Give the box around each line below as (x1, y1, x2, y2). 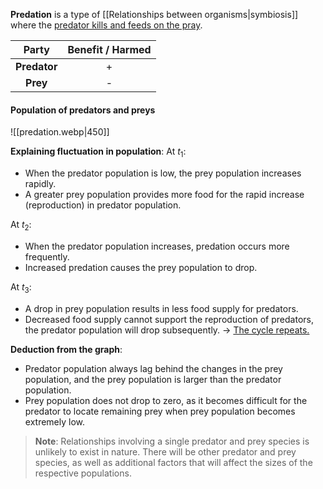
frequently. (24, 250, 70, 263)
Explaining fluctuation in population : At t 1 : (10, 145, 187, 159)
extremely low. (24, 415, 86, 428)
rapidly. (24, 178, 57, 189)
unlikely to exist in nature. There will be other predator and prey (34, 445, 297, 458)
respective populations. (34, 467, 132, 479)
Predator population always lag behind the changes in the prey (24, 362, 283, 374)
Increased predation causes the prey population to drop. (24, 261, 258, 273)
